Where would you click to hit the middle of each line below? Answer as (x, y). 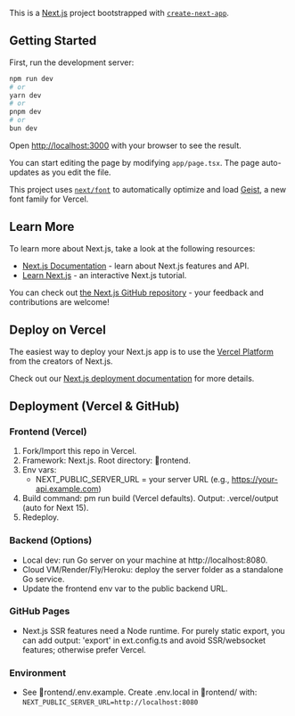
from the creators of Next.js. (61, 361)
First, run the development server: (72, 62)
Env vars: (39, 470)
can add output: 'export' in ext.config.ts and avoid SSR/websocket (143, 640)
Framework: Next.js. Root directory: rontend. (107, 461)
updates (25, 172)
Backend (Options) (51, 540)
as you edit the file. (76, 172)
